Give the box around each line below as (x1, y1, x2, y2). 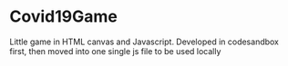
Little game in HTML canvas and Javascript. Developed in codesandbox (9, 36, 280, 47)
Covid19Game (9, 6, 118, 27)
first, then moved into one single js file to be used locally (9, 45, 221, 56)
